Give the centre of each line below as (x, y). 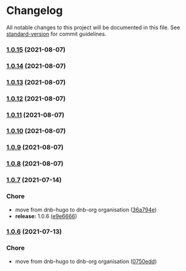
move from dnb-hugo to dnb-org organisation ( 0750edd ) (86, 261)
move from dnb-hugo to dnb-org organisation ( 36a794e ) (86, 210)
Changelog (35, 11)
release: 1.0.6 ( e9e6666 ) (46, 216)
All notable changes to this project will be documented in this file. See (93, 27)
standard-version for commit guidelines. (56, 33)
